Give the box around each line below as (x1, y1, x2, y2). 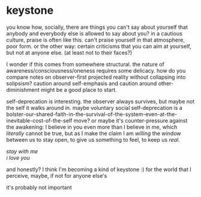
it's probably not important (6, 184, 72, 191)
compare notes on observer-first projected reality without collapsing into (6, 73, 186, 80)
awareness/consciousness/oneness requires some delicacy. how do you (6, 67, 186, 74)
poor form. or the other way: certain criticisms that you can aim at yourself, (6, 43, 191, 50)
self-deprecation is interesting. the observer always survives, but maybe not (6, 97, 195, 105)
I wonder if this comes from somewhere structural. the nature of (6, 61, 165, 68)
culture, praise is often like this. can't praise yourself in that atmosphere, (6, 36, 185, 43)
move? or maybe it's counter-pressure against (73, 117, 188, 124)
